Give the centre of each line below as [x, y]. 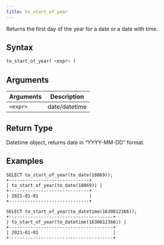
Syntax [20, 48]
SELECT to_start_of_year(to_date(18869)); [60, 175]
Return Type [30, 128]
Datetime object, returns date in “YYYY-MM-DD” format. [75, 142]
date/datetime [67, 107]
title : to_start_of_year [37, 12]
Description [67, 97]
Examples [25, 161]
